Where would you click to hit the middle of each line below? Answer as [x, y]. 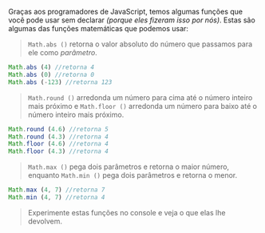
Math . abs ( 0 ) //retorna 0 [51, 74]
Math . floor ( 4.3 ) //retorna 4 [59, 151]
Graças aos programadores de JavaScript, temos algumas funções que [126, 12]
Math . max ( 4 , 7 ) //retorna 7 [57, 190]
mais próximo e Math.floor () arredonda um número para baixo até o [142, 106]
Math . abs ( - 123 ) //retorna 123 [60, 82]
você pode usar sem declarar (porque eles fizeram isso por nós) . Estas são [132, 20]
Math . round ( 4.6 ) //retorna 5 [59, 129]
